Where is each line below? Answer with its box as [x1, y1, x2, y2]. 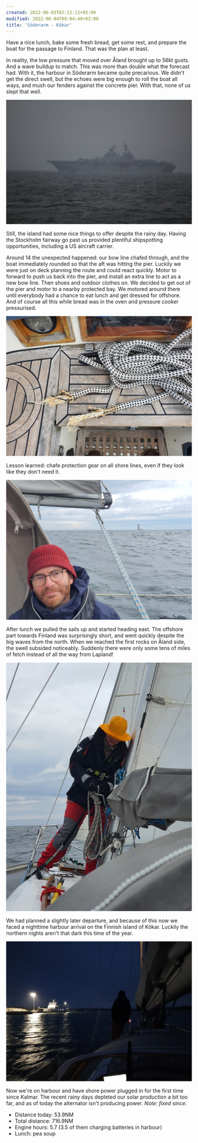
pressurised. [6, 305, 37, 312]
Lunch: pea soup [14, 1130, 56, 1137]
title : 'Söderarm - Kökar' [6, 22, 72, 28]
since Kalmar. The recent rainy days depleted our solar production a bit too [6, 1093, 188, 1100]
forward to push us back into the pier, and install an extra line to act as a [6, 273, 181, 280]
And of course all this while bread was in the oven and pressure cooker [6, 298, 179, 305]
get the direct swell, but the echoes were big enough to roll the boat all [6, 76, 178, 83]
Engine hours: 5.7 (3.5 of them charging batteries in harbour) [14, 1124, 163, 1131]
